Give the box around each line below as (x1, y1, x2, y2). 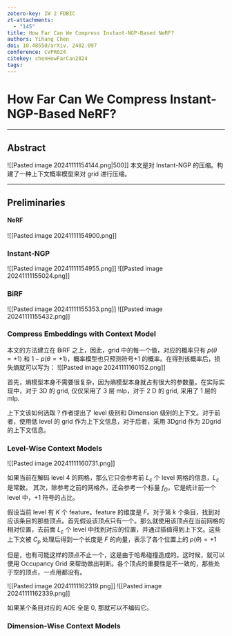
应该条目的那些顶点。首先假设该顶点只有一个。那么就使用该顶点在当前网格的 (7, 516, 225, 525)
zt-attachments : (7, 17, 54, 24)
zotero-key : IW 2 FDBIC (7, 10, 76, 17)
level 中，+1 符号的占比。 (7, 493, 79, 501)
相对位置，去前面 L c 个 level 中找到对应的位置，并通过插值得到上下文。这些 (7, 525, 221, 535)
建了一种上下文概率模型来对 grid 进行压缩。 (7, 170, 131, 178)
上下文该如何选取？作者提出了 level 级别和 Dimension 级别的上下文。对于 (7, 409, 215, 417)
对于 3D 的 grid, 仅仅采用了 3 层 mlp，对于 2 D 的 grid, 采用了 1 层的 (25, 386, 217, 395)
